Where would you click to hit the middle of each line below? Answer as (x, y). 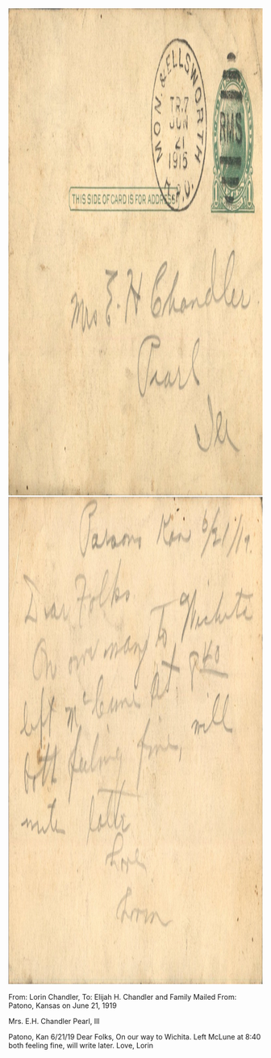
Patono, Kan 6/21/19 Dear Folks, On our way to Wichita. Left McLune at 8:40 (135, 1037)
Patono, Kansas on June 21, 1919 (63, 1006)
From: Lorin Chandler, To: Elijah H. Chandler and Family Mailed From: (123, 997)
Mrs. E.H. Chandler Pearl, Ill (54, 1021)
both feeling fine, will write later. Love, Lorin (81, 1045)
